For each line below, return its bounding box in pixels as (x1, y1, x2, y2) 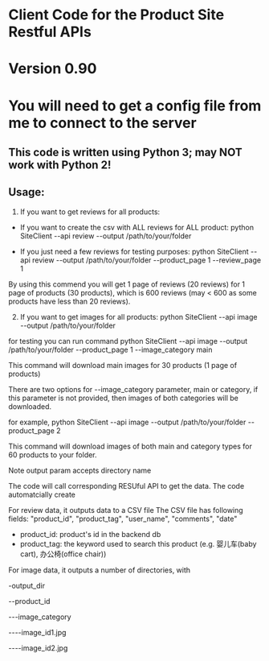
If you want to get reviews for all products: (19, 207, 161, 217)
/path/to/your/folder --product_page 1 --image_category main (8, 345, 213, 354)
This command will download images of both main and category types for (8, 441, 253, 451)
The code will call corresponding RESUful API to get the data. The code (8, 481, 245, 490)
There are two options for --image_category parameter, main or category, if (8, 384, 259, 394)
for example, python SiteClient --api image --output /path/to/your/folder (8, 417, 247, 427)
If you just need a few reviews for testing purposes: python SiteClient (19, 246, 249, 256)
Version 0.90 (8, 60, 97, 78)
